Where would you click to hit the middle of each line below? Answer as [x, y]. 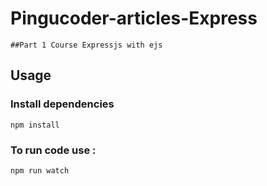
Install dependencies [62, 104]
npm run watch [40, 170]
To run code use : [53, 150]
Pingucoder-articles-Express [134, 18]
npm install [35, 125]
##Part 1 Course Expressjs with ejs [86, 45]
